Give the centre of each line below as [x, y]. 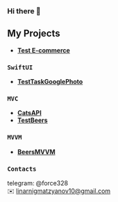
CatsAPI [29, 113]
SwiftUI [20, 67]
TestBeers [32, 120]
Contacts [22, 169]
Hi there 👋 [24, 11]
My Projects [34, 34]
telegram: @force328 [37, 183]
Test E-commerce [44, 50]
